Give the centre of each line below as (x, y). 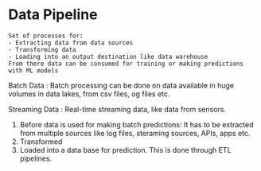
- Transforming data (43, 49)
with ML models (33, 70)
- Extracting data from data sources (71, 43)
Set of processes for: (46, 36)
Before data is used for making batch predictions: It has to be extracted (136, 124)
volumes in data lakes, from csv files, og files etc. (89, 94)
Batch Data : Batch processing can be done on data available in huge (121, 85)
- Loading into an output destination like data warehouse (108, 56)
